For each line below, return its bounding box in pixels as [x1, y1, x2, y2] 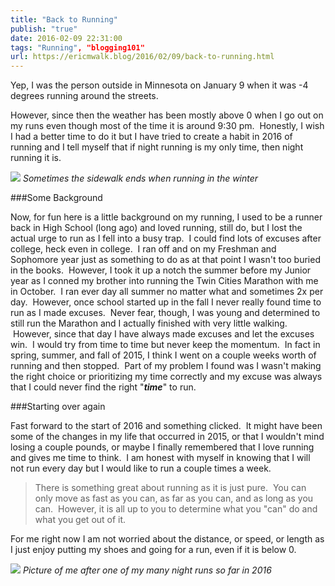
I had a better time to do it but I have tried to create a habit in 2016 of [10, 131, 293, 143]
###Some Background [10, 192, 103, 204]
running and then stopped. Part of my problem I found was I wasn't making [10, 360, 322, 372]
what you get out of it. [34, 514, 127, 526]
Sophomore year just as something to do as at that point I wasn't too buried [10, 254, 321, 266]
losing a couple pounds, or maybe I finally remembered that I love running [10, 441, 315, 453]
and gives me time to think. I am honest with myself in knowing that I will [10, 452, 311, 464]
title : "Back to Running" [10, 14, 118, 25]
